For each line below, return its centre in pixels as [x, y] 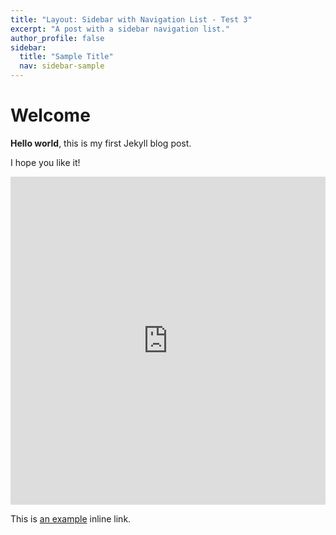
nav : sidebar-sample [62, 66]
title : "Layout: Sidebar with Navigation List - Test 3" [131, 19]
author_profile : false [57, 38]
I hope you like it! [45, 162]
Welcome [50, 115]
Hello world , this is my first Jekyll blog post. [101, 143]
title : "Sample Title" [66, 57]
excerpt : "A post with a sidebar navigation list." [120, 29]
